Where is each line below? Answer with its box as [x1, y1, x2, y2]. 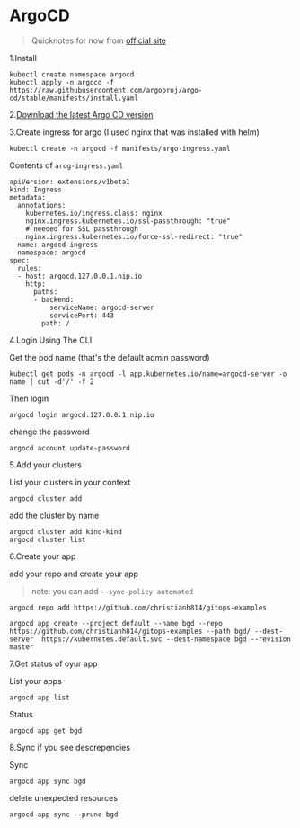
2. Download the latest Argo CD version [9, 109, 154, 120]
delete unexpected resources [9, 792, 119, 803]
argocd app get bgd [9, 726, 83, 735]
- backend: [32, 295, 75, 304]
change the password [9, 426, 90, 437]
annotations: [17, 200, 66, 209]
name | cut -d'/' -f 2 [9, 377, 94, 387]
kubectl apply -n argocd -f [9, 77, 115, 86]
